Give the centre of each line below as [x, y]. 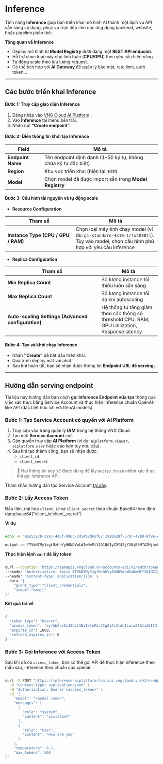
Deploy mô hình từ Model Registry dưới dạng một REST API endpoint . [82, 51]
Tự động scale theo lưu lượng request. [50, 62]
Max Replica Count [30, 296]
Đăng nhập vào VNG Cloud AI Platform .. [52, 115]
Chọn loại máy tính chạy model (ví [114, 229]
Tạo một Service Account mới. [43, 436]
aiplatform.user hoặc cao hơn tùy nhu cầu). [56, 446]
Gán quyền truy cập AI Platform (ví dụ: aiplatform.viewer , [71, 441]
